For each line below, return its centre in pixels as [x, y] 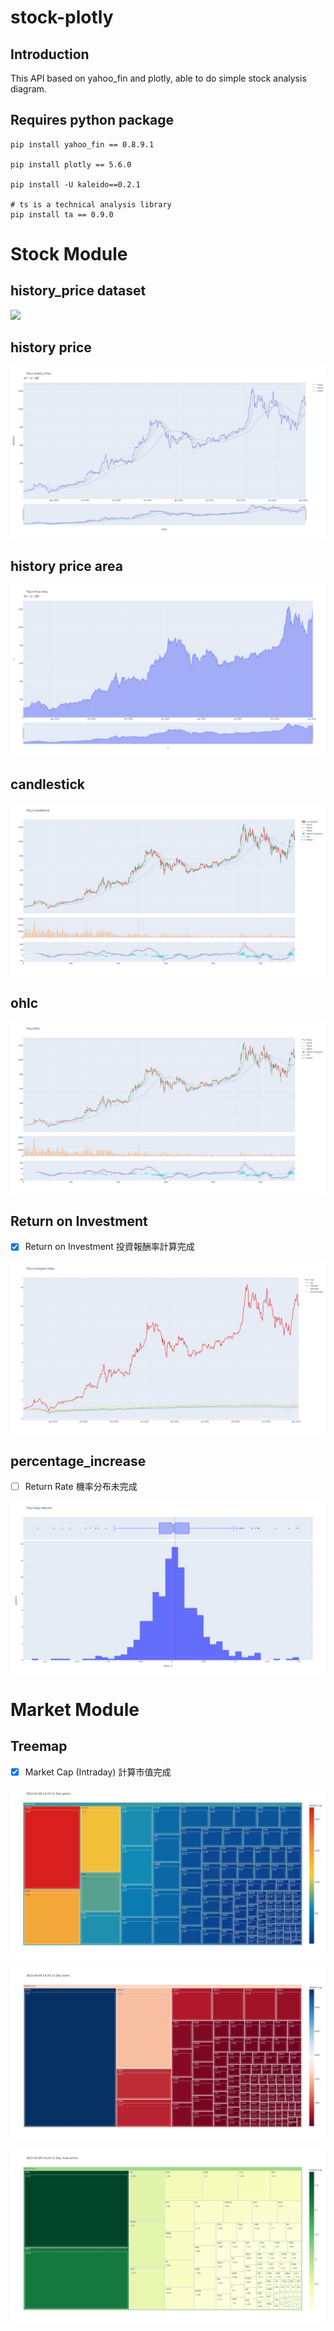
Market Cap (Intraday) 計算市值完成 [98, 1772]
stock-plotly [62, 17]
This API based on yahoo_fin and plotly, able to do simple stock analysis [158, 78]
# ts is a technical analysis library [91, 204]
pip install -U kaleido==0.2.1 [75, 184]
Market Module [75, 1709]
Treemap [39, 1746]
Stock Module [69, 254]
